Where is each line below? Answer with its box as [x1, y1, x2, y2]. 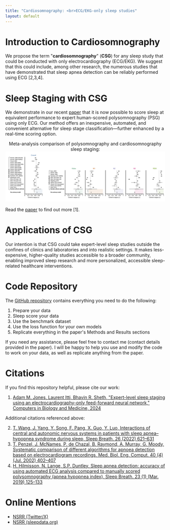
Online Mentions [5, 496, 77, 508]
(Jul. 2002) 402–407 [12, 457, 56, 463]
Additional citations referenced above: [5, 415, 85, 421]
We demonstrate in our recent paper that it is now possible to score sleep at [5, 109, 164, 116]
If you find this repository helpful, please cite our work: [5, 384, 120, 390]
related [5, 263, 20, 269]
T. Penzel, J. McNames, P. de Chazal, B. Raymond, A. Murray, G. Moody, [12, 441, 164, 447]
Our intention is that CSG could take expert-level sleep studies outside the [5, 241, 160, 247]
